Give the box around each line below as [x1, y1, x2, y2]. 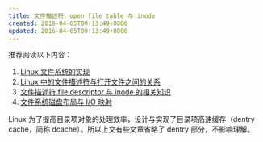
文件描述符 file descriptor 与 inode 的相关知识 [19, 87, 172, 97]
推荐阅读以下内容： [8, 50, 73, 60]
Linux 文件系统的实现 [19, 67, 90, 77]
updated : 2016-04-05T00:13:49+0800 [8, 27, 128, 35]
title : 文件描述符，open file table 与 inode [8, 11, 156, 20]
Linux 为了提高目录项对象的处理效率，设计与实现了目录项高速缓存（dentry [8, 115, 256, 124]
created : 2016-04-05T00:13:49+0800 [8, 19, 128, 27]
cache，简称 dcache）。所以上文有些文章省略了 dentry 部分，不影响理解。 [8, 124, 255, 134]
